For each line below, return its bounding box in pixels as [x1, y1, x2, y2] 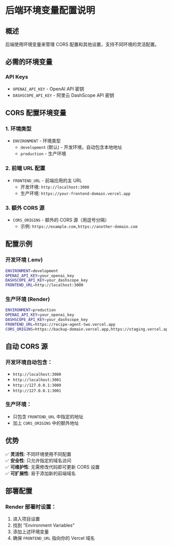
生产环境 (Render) [5, 296, 50, 303]
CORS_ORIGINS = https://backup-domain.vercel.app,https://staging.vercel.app [5, 327, 170, 332]
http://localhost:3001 [12, 377, 61, 382]
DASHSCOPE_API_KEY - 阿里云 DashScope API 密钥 [12, 92, 114, 98]
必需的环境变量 [5, 57, 53, 67]
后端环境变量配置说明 [5, 5, 96, 16]
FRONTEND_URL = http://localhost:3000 [5, 282, 83, 288]
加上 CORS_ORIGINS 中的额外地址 [12, 420, 79, 426]
